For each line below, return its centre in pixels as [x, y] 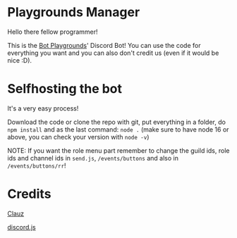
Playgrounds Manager [74, 12]
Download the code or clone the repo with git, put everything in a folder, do [116, 122]
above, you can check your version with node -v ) [78, 137]
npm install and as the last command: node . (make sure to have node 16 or [118, 129]
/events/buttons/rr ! [37, 165]
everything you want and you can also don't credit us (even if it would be [113, 53]
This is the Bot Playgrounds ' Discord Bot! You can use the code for [104, 45]
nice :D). [20, 60]
